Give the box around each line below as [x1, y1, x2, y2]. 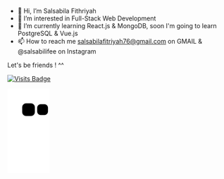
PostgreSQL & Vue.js [17, 29, 79, 37]
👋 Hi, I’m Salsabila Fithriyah [17, 7, 97, 15]
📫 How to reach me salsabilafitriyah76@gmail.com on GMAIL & [17, 37, 203, 45]
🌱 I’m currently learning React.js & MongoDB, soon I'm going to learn [17, 22, 217, 30]
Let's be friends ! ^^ [7, 61, 65, 69]
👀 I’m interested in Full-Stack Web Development [17, 14, 156, 23]
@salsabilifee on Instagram [17, 47, 97, 56]
